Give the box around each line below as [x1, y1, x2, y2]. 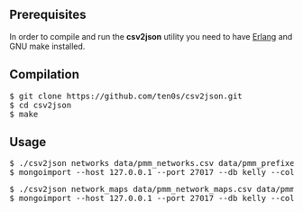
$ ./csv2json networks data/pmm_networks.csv [9, 158, 215, 169]
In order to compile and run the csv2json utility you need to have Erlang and [9, 31, 293, 41]
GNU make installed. [9, 41, 86, 51]
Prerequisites [9, 7, 87, 23]
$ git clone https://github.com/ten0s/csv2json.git [9, 90, 243, 101]
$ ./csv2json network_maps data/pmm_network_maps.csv [9, 184, 252, 195]
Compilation [9, 67, 79, 82]
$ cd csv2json [9, 99, 72, 110]
